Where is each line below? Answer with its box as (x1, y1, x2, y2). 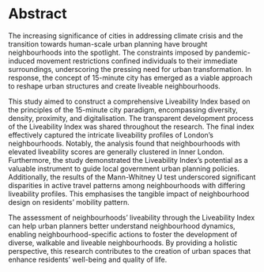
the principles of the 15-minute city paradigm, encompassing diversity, (8, 104, 239, 115)
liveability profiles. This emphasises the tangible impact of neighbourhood (8, 189, 250, 198)
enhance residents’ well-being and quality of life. (8, 255, 168, 264)
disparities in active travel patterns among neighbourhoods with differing (8, 180, 246, 190)
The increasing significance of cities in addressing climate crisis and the (8, 31, 243, 40)
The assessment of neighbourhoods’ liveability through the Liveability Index (8, 213, 255, 222)
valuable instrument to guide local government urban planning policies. (8, 164, 239, 173)
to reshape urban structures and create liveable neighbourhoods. (8, 81, 221, 91)
